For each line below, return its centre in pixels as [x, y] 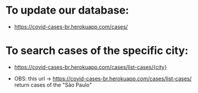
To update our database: [67, 10]
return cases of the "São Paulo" [53, 85]
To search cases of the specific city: [97, 51]
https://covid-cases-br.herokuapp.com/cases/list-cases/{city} [90, 67]
